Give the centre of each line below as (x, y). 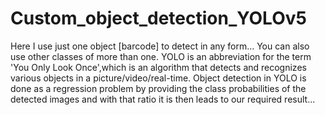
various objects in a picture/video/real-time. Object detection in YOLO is (158, 78)
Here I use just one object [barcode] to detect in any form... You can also (160, 46)
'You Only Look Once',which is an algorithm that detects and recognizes (158, 67)
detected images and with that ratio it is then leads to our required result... (163, 99)
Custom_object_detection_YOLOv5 (158, 18)
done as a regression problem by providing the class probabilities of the (158, 88)
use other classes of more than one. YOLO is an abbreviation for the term (161, 56)
